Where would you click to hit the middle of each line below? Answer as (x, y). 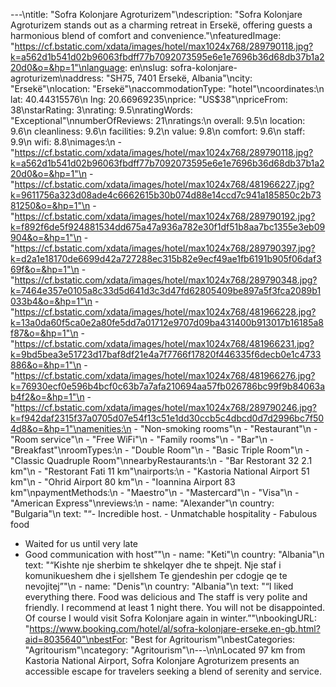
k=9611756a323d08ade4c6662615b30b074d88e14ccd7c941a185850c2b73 (166, 195)
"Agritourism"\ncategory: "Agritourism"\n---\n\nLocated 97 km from (165, 650)
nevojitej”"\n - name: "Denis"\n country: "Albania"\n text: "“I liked (159, 586)
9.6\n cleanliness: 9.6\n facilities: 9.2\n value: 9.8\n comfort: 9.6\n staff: (158, 131)
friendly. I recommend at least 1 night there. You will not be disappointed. (175, 607)
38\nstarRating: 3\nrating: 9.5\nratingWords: (101, 110)
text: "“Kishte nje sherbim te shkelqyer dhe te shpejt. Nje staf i (153, 565)
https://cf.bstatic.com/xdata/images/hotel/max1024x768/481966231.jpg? (164, 343)
